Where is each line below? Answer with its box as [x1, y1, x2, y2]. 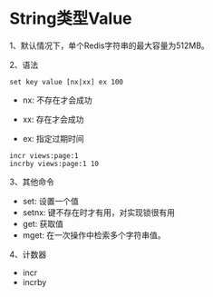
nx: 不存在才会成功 [22, 94, 92, 105]
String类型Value [9, 8, 133, 29]
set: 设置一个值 [22, 195, 79, 206]
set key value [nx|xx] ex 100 [9, 77, 124, 86]
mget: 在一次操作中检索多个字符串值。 [22, 229, 166, 241]
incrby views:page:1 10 [9, 159, 100, 168]
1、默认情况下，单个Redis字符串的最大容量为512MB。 [9, 40, 210, 51]
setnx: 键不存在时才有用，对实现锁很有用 [22, 206, 175, 218]
